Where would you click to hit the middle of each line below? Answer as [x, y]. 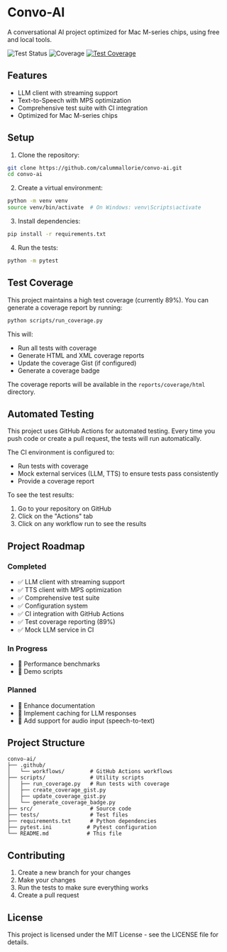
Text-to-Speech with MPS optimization [74, 100]
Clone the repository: [49, 155]
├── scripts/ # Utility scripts [76, 778]
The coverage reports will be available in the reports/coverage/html [106, 384]
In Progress [28, 648]
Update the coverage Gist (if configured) [77, 363]
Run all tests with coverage [57, 348]
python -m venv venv [38, 201]
